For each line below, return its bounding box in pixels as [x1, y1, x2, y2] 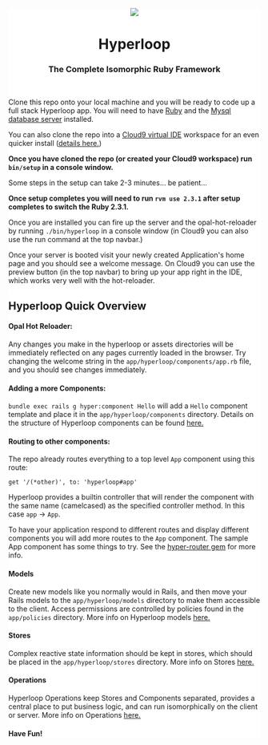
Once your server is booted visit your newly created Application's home [8, 250, 245, 260]
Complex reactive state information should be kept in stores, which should [8, 648, 254, 658]
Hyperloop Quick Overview [8, 299, 146, 313]
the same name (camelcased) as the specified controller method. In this [8, 501, 246, 511]
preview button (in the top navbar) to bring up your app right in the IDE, [8, 267, 242, 277]
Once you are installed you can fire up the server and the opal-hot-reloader [8, 217, 257, 228]
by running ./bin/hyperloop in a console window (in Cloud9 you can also [8, 226, 249, 236]
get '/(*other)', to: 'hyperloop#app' [8, 478, 138, 487]
